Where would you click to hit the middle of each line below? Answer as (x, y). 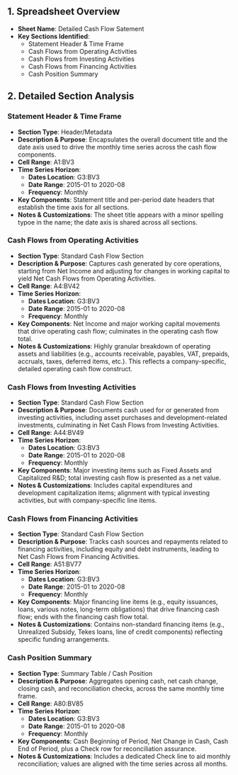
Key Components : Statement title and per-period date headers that (116, 199)
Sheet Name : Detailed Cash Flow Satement (81, 28)
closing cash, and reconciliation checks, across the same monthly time (121, 688)
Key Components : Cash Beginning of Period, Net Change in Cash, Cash (123, 741)
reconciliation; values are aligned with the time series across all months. (123, 764)
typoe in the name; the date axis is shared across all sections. (108, 222)
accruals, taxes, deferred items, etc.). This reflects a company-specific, (122, 361)
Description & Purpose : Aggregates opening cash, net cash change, (118, 681)
